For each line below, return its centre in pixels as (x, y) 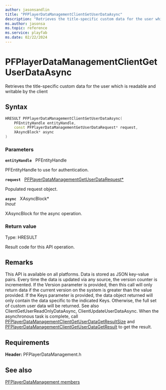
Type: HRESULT (21, 237)
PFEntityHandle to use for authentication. (47, 170)
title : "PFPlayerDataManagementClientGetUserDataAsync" (64, 14)
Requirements (27, 342)
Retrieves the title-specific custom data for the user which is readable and (81, 86)
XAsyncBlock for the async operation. (44, 214)
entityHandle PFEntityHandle (36, 160)
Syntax (16, 107)
